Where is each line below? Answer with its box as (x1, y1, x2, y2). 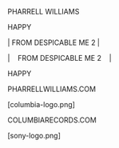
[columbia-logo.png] (7, 100, 75, 109)
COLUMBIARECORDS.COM (7, 115, 97, 125)
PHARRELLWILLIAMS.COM (7, 84, 97, 94)
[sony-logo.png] (7, 131, 61, 140)
